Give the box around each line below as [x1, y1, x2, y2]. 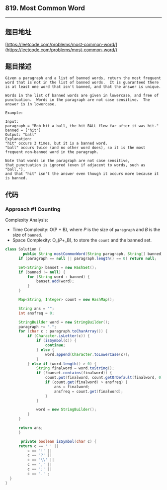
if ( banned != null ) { [18, 269, 66, 275]
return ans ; [18, 425, 43, 430]
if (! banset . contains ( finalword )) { [36, 370, 112, 376]
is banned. [5, 176, 28, 181]
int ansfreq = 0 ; [18, 311, 55, 316]
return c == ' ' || [18, 443, 59, 449]
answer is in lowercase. [5, 102, 57, 107]
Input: [5, 119, 19, 124]
